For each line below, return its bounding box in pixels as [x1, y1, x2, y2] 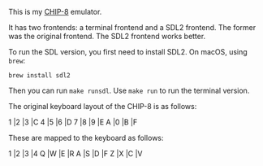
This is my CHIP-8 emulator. [8, 7, 102, 16]
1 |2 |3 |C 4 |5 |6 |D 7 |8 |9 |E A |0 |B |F [8, 117, 138, 127]
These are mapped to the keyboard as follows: [8, 133, 164, 142]
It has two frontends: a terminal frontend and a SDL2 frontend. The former [8, 23, 257, 32]
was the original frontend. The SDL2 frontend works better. [8, 32, 206, 41]
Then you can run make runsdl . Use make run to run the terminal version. [8, 85, 250, 95]
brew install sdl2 [8, 72, 71, 80]
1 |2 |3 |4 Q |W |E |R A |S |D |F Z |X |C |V [8, 149, 144, 158]
